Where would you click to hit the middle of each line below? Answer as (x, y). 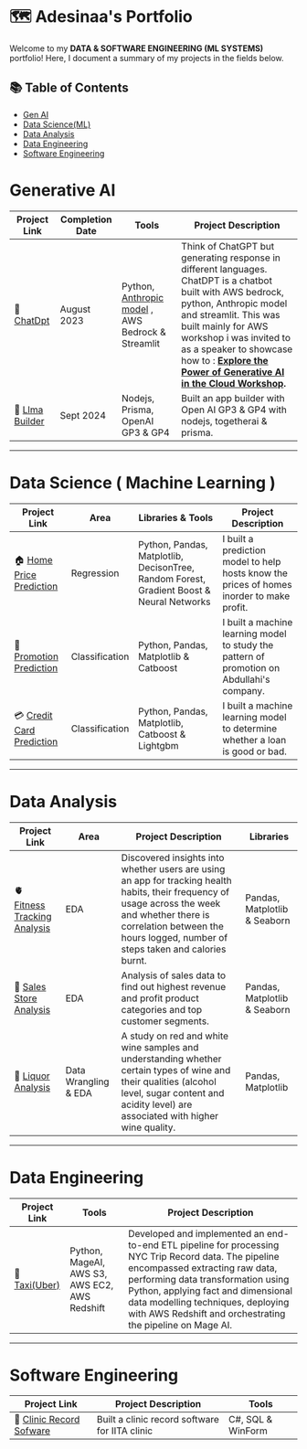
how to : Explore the (225, 360)
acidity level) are (157, 1104)
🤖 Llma (29, 410)
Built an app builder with (233, 398)
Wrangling (87, 1081)
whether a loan (254, 740)
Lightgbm (159, 745)
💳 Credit (33, 716)
